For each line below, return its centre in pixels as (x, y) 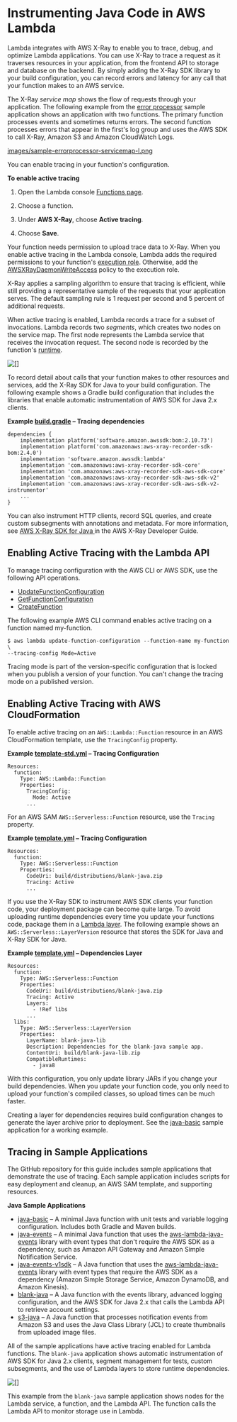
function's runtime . (35, 350)
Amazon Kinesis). (43, 1287)
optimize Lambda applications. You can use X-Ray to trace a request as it (114, 55)
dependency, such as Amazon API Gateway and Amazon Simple (111, 1250)
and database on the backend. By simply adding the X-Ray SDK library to (114, 70)
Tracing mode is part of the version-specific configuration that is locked (112, 666)
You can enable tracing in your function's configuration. (88, 164)
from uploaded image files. (57, 1333)
